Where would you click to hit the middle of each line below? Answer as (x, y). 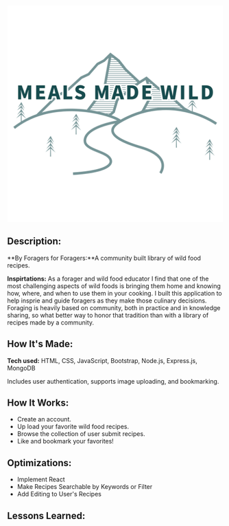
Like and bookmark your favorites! (65, 441)
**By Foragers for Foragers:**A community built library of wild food (104, 258)
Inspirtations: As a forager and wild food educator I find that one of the (108, 278)
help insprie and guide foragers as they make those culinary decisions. (107, 300)
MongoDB (21, 368)
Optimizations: (39, 463)
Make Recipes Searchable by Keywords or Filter (85, 487)
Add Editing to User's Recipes (59, 494)
